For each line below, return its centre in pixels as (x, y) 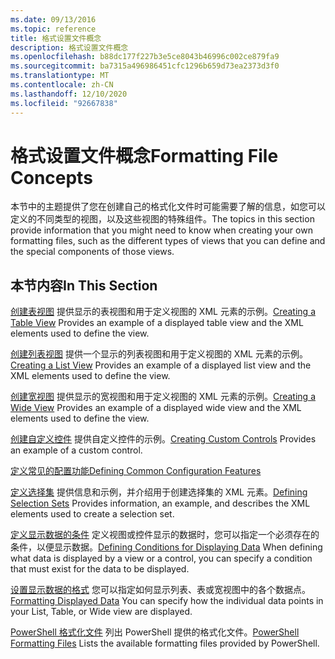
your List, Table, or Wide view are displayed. (101, 612)
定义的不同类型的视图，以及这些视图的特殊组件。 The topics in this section (162, 219)
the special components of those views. (92, 252)
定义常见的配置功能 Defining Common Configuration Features (136, 471)
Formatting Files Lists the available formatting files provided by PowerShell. (165, 643)
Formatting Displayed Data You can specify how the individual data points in (167, 601)
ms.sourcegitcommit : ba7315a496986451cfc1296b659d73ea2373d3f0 (145, 66)
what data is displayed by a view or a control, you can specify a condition (161, 558)
